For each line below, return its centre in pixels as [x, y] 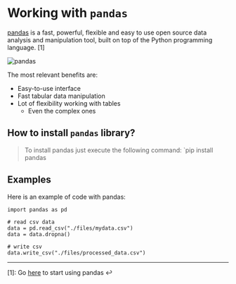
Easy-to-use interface [49, 88]
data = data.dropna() [39, 234]
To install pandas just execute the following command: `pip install [119, 150]
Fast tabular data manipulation [61, 96]
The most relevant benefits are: [53, 75]
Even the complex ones [62, 111]
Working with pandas [67, 13]
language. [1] [26, 47]
